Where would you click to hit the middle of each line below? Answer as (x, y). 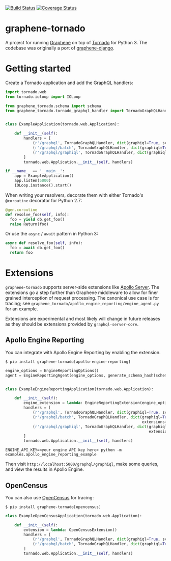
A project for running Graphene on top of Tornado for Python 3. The (76, 42)
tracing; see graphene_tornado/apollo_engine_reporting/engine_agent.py (82, 303)
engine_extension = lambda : (53, 403)
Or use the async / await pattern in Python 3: (52, 234)
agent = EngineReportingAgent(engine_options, (55, 375)
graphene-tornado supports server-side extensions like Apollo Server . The (82, 287)
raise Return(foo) (30, 224)
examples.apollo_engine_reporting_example (51, 455)
